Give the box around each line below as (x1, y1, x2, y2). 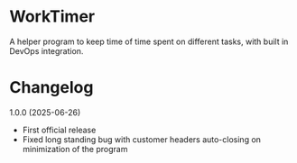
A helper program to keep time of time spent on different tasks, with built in (9, 36, 289, 47)
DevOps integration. (9, 45, 84, 56)
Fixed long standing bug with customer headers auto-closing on (22, 133, 262, 145)
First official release (22, 124, 97, 135)
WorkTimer (9, 6, 96, 27)
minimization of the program (22, 143, 128, 154)
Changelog (9, 77, 94, 98)
